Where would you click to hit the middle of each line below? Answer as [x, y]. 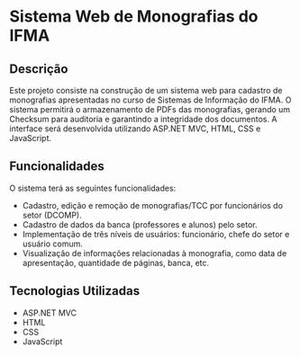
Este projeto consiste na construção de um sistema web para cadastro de [146, 90]
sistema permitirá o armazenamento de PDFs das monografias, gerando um [150, 109]
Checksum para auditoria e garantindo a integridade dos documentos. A [143, 119]
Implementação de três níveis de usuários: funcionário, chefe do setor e [156, 234]
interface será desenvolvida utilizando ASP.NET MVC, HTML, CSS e [135, 129]
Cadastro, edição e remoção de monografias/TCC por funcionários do [153, 205]
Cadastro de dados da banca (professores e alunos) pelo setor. [140, 224]
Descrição [39, 69]
